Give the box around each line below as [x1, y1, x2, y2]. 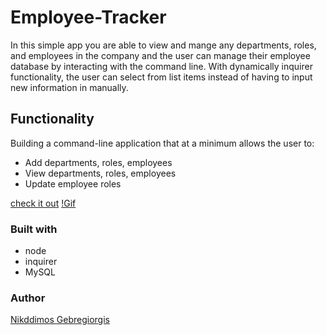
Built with [10, 222, 58, 236]
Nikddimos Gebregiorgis [10, 314, 110, 326]
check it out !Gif [10, 197, 77, 209]
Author [10, 291, 46, 305]
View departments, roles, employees [24, 167, 177, 179]
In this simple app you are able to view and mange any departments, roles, [10, 39, 317, 51]
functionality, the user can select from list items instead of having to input [10, 71, 313, 83]
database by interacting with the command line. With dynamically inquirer [10, 60, 313, 72]
